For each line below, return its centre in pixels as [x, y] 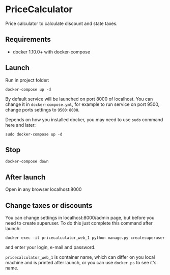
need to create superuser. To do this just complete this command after [79, 223]
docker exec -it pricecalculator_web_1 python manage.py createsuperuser [85, 238]
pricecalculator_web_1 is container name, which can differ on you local [80, 257]
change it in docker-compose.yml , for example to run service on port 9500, [82, 104]
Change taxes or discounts [49, 205]
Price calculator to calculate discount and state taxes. [62, 23]
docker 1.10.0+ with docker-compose [51, 51]
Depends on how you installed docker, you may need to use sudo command [84, 119]
